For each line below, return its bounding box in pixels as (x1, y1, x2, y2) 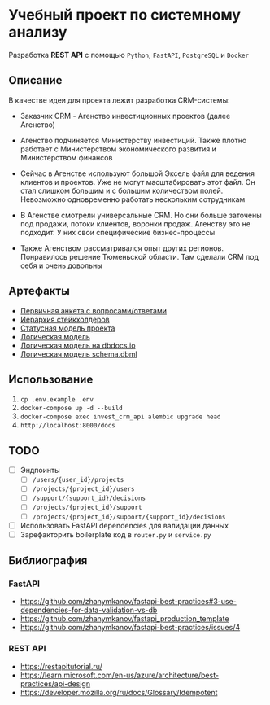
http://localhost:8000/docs (20, 422, 115, 430)
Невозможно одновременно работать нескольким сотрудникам (20, 194, 246, 204)
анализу (8, 23, 67, 42)
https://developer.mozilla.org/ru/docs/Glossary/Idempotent (20, 687, 218, 697)
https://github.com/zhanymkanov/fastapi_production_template (20, 614, 229, 624)
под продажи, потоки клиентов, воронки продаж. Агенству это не (20, 218, 250, 229)
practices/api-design (20, 678, 91, 689)
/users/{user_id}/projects (32, 476, 124, 484)
